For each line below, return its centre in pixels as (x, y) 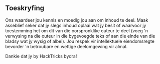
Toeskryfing (25, 8)
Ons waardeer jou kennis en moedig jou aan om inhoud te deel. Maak (77, 20)
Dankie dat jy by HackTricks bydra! (41, 56)
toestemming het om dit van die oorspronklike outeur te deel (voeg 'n (77, 31)
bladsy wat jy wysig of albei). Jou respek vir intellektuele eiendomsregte (80, 41)
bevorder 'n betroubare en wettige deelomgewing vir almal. (66, 46)
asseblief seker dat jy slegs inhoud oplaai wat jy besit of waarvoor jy (76, 25)
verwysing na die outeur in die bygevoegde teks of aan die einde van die (80, 36)
